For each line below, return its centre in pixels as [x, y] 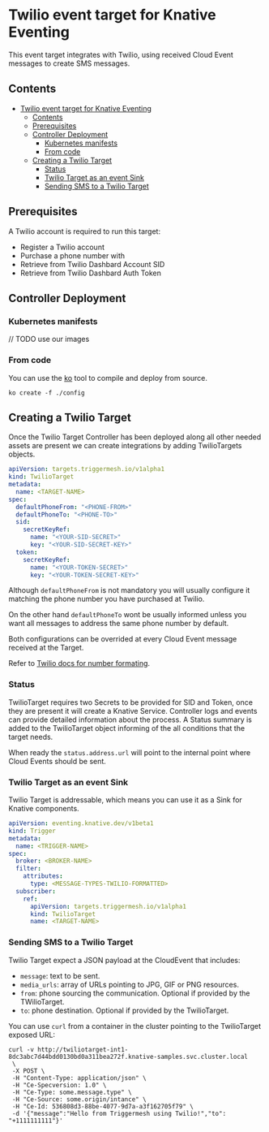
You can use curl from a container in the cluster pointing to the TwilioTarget [135, 1026]
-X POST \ [28, 1071]
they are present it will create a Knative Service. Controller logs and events [133, 711]
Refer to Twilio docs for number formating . [79, 663]
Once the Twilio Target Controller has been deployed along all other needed [135, 437]
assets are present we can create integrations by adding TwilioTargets [125, 446]
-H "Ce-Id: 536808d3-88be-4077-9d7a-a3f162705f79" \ [103, 1106]
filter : [29, 869]
